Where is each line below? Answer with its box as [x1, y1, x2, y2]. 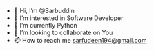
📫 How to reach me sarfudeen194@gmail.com [13, 37, 147, 44]
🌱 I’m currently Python [13, 21, 77, 29]
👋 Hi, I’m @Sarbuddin [13, 7, 75, 14]
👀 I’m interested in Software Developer [13, 14, 124, 22]
